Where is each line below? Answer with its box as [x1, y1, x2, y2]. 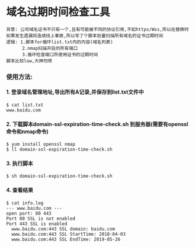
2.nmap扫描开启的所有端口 [21, 45, 78, 51]
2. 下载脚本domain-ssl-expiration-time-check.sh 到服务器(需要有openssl [6, 120, 188, 127]
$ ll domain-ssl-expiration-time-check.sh [6, 146, 113, 153]
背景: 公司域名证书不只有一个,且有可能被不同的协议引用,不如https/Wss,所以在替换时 [6, 26, 189, 33]
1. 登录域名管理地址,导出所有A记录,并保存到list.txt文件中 [6, 88, 144, 95]
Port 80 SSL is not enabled [6, 216, 76, 222]
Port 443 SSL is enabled [6, 220, 68, 227]
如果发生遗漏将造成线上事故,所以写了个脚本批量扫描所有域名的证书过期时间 [6, 33, 164, 39]
